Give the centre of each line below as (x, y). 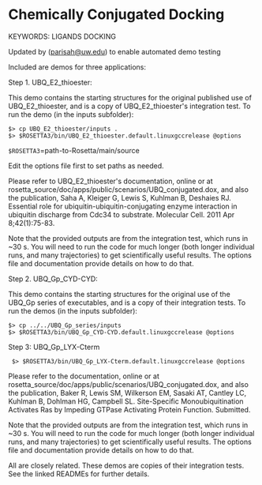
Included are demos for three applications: (77, 67)
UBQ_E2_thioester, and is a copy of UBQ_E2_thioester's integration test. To (129, 106)
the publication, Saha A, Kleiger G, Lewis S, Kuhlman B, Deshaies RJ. (120, 197)
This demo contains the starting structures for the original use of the (119, 294)
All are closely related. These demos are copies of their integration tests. (126, 465)
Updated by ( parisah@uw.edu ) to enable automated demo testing (114, 51)
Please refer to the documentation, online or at (84, 376)
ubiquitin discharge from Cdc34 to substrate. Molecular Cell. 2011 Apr (122, 214)
